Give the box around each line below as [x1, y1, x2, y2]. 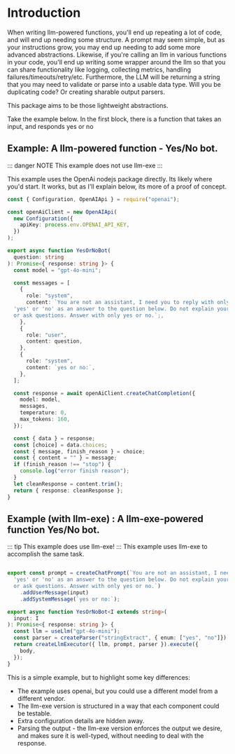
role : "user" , [25, 331, 68, 338]
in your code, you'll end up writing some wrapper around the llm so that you [7, 57, 226, 66]
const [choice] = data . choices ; [13, 441, 108, 448]
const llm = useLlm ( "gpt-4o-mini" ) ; [13, 628, 120, 635]
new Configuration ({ [13, 215, 73, 222]
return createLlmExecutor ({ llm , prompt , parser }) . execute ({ [13, 641, 199, 648]
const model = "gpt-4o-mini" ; [13, 266, 101, 274]
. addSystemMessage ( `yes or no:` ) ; [20, 596, 120, 603]
